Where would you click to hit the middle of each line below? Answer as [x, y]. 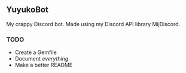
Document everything [42, 59]
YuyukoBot [28, 10]
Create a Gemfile [36, 52]
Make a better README [44, 65]
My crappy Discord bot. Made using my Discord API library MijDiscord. [93, 24]
